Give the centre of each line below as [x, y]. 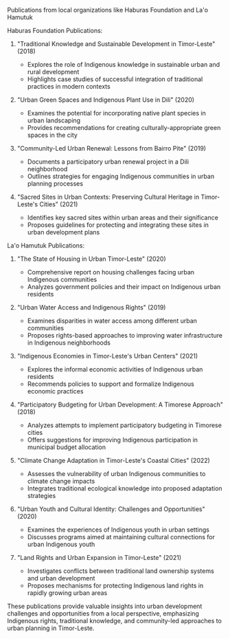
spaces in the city [52, 135]
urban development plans [64, 232]
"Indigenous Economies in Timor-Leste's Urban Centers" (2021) [107, 356]
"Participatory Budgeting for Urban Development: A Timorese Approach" [120, 404]
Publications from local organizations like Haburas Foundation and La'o [107, 10]
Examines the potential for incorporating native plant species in [116, 113]
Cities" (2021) [59, 204]
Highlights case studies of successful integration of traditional [115, 79]
